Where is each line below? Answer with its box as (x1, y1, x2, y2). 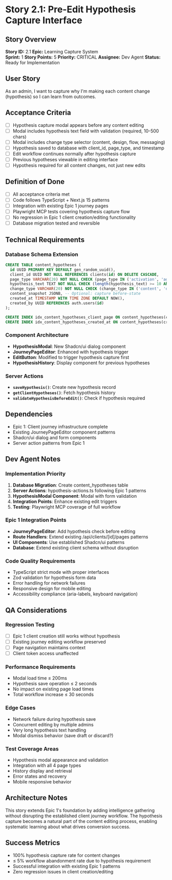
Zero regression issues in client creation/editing (12, 868, 114, 874)
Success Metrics (5, 838, 60, 847)
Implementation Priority (5, 470, 66, 477)
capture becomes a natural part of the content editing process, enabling (5, 818, 158, 824)
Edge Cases (5, 704, 36, 712)
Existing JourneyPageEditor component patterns (12, 429, 116, 435)
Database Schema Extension (5, 251, 78, 258)
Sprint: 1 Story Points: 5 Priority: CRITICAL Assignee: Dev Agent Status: (5, 54, 161, 60)
